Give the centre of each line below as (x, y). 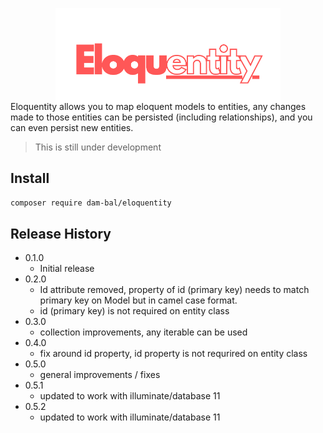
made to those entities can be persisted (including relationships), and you (161, 117)
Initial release (67, 269)
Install (30, 178)
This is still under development (98, 147)
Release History (61, 233)
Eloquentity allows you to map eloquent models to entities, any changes (158, 106)
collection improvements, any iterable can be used (143, 332)
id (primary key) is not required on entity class (134, 311)
